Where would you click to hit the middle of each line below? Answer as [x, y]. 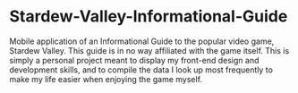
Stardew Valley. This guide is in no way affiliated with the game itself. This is [149, 50]
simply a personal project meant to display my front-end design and [134, 60]
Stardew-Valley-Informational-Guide [149, 17]
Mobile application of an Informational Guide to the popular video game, [142, 41]
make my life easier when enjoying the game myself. [106, 79]
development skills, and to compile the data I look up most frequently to [141, 70]
